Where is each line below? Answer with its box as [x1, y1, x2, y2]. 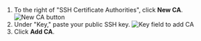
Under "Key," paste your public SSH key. [13, 20, 131, 28]
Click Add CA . [13, 27, 55, 36]
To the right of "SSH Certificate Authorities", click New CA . [13, 6, 184, 14]
